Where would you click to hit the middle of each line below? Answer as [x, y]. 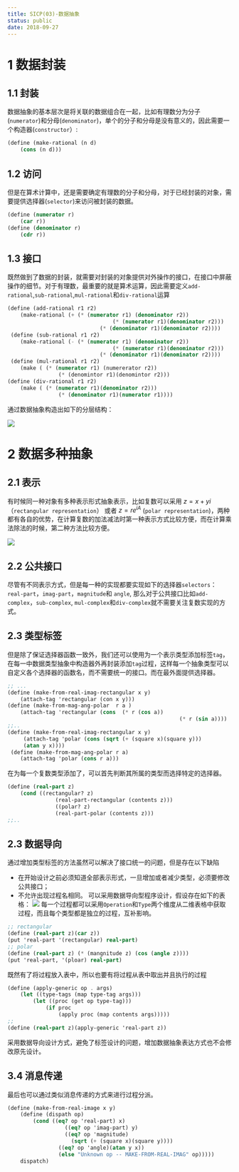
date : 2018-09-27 [33, 27]
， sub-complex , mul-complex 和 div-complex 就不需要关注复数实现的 [124, 602]
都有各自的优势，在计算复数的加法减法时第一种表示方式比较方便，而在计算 [116, 519]
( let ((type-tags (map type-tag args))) [81, 995]
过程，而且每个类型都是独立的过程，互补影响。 [86, 913]
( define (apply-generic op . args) [60, 988]
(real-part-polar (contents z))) [105, 813]
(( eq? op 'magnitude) [97, 1135]
